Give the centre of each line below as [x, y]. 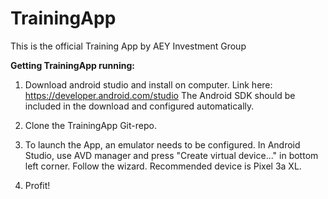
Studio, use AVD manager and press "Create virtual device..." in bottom [171, 155]
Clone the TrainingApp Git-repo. [90, 125]
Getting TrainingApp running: [72, 65]
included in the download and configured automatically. [139, 106]
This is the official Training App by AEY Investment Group [128, 46]
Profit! [37, 185]
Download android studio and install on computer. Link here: [148, 84]
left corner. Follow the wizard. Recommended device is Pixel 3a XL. [163, 166]
